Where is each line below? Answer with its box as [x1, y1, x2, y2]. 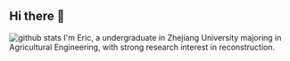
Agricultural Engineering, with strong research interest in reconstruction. [9, 42, 275, 52]
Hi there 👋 [9, 9, 65, 24]
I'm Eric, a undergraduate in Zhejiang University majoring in [63, 32, 282, 42]
